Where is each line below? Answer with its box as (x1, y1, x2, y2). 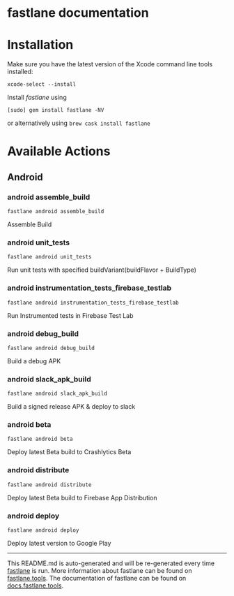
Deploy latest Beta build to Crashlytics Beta (7, 448, 132, 456)
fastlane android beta (7, 435, 73, 443)
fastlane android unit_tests (7, 254, 92, 261)
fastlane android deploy (7, 527, 79, 534)
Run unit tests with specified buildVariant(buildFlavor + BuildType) (7, 266, 197, 274)
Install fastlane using (7, 93, 68, 102)
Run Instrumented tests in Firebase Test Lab (7, 311, 134, 319)
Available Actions (7, 143, 111, 159)
